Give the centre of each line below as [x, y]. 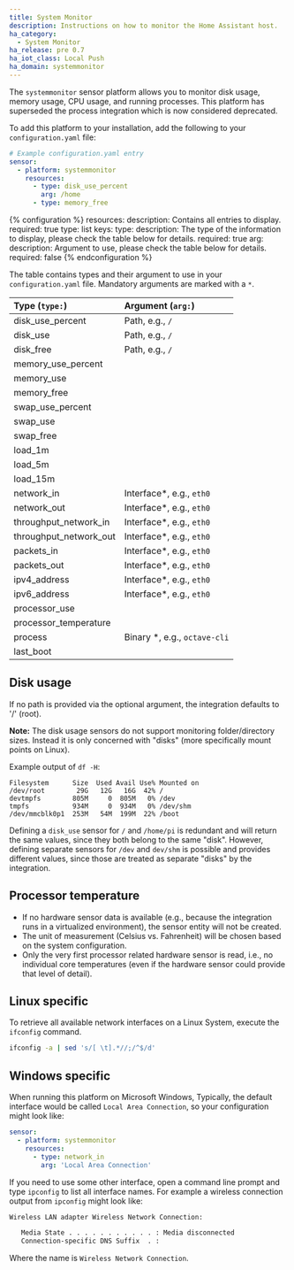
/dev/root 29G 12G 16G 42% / [87, 790]
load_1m [32, 450]
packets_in [36, 551]
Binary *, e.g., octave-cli [177, 637]
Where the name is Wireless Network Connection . [99, 1258]
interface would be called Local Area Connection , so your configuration [139, 1106]
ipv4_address [41, 579]
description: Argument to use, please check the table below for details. [138, 248]
